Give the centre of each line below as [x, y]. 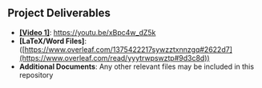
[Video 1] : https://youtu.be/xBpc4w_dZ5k [87, 32]
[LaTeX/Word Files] [52, 41]
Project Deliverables [59, 13]
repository [36, 74]
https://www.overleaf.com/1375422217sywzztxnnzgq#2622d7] [129, 49]
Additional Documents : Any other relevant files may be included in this [136, 66]
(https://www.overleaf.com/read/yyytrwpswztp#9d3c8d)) [114, 58]
